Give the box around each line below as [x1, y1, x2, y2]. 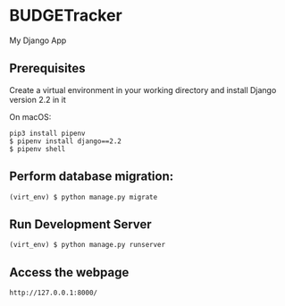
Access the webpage [9, 265, 130, 280]
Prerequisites [9, 61, 86, 76]
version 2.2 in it [9, 94, 67, 105]
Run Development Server [9, 217, 152, 232]
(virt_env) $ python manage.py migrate [9, 192, 158, 201]
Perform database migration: [9, 169, 174, 184]
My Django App [9, 35, 67, 46]
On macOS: [9, 111, 52, 122]
